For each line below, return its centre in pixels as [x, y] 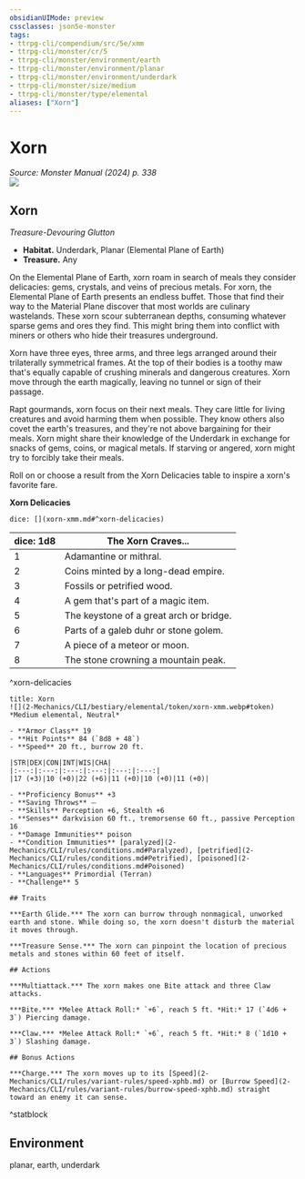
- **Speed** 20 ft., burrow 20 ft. [77, 747]
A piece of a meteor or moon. [127, 645]
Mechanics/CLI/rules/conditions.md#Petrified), [102, 859]
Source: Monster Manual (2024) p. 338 [83, 173]
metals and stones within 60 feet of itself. [97, 954]
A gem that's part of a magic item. [137, 601]
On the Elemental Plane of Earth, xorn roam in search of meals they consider [153, 278]
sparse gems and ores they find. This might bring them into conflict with [145, 326]
